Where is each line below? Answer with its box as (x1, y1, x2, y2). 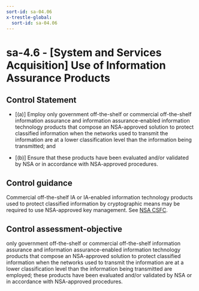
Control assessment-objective (6, 224, 123, 234)
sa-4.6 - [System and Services (6, 46, 162, 59)
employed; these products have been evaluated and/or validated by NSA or (6, 272, 192, 278)
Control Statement (6, 95, 77, 105)
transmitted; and (14, 143, 56, 150)
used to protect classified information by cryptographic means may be (6, 200, 180, 207)
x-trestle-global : (6, 14, 52, 20)
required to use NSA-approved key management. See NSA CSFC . (6, 207, 168, 214)
